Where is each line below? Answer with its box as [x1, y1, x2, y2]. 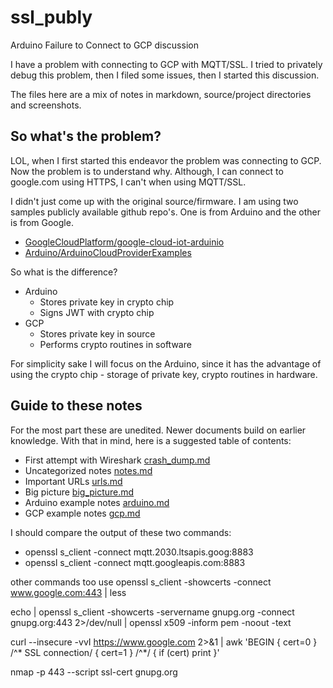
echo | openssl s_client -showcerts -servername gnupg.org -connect [10, 606, 295, 618]
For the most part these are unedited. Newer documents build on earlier [10, 424, 307, 436]
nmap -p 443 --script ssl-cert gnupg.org [10, 666, 178, 678]
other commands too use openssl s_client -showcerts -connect [10, 576, 272, 588]
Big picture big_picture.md [24, 486, 135, 498]
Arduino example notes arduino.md [24, 496, 170, 508]
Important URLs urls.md [24, 475, 123, 487]
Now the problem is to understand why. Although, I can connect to [10, 165, 284, 177]
